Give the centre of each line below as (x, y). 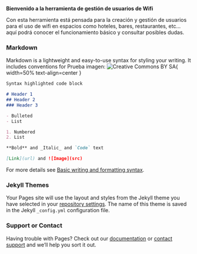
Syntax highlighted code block (44, 84)
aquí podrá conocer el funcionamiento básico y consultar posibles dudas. (95, 32)
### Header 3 (22, 105)
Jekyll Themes (28, 185)
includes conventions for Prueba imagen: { (92, 66)
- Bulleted (19, 116)
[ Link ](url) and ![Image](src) (44, 159)
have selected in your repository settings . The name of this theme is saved (96, 204)
